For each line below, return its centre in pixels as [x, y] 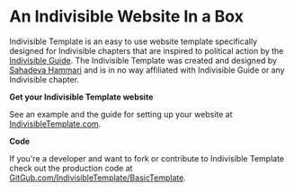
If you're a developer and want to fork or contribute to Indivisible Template [147, 158]
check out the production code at [71, 168]
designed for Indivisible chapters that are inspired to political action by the [147, 50]
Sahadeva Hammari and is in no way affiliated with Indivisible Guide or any [147, 70]
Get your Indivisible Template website [81, 97]
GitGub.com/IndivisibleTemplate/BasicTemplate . [98, 178]
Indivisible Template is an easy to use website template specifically [134, 41]
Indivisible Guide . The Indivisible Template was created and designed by [143, 60]
